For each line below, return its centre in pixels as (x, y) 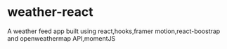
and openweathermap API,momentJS (61, 38)
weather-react (50, 12)
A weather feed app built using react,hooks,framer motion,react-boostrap (114, 31)
